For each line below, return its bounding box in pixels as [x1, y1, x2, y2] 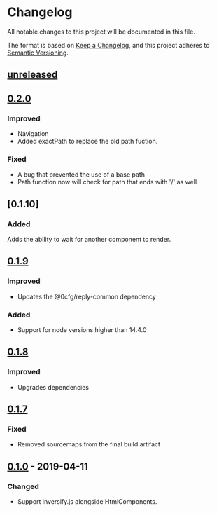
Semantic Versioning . [7, 48, 69, 57]
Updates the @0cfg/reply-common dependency [17, 292, 156, 301]
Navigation [17, 130, 49, 138]
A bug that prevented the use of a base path [17, 170, 146, 179]
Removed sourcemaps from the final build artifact [17, 440, 161, 449]
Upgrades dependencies [17, 383, 90, 391]
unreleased [7, 69, 58, 81]
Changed [7, 481, 40, 491]
